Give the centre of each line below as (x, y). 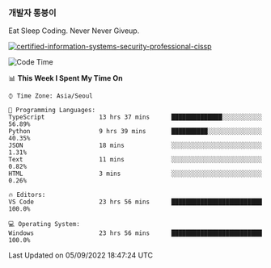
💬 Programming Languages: (52, 111)
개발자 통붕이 (32, 12)
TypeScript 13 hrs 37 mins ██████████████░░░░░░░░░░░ (135, 117)
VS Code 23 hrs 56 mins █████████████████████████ (135, 202)
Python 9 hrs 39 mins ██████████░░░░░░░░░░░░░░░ (135, 132)
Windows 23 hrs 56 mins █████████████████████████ (135, 233)
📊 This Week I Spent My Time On (66, 78)
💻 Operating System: (44, 224)
